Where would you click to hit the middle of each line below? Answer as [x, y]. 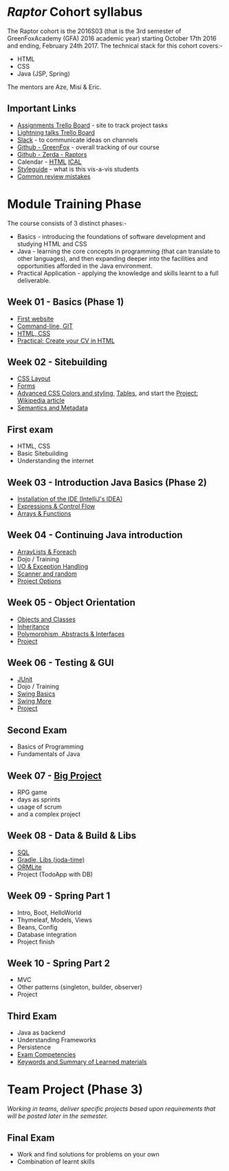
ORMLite [30, 867]
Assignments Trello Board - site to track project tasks [92, 125]
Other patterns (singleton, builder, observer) [79, 987]
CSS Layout [34, 378]
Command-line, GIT [45, 326]
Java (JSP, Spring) [43, 74]
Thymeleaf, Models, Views [55, 920]
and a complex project [49, 814]
